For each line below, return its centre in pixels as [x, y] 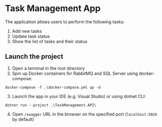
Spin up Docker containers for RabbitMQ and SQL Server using [75, 73]
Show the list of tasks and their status [50, 41]
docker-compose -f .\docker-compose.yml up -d [53, 87]
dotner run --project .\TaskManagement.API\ [51, 105]
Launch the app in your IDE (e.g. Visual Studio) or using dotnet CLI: [79, 96]
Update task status [31, 36]
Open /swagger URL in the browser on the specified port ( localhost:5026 [85, 114]
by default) [23, 119]
